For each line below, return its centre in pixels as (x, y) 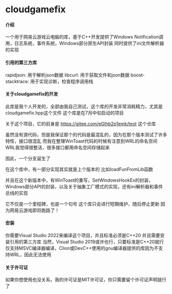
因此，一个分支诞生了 (28, 158)
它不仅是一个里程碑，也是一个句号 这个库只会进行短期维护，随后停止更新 (82, 204)
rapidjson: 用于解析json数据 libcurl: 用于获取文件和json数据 (68, 75)
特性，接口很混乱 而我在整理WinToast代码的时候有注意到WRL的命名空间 (81, 141)
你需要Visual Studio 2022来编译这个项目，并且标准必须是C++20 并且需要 (83, 235)
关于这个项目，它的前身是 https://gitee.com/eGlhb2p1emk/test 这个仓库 (81, 124)
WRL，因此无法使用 (30, 254)
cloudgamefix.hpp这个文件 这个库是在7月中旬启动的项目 (65, 113)
